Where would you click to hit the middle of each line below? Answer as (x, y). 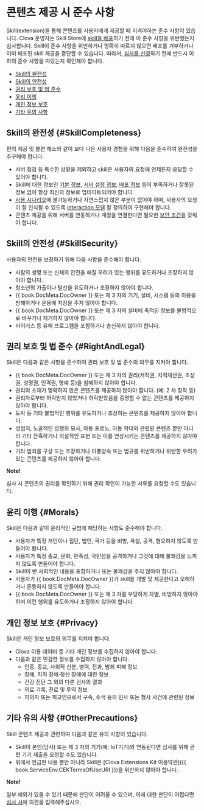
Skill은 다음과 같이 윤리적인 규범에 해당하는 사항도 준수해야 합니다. (85, 528)
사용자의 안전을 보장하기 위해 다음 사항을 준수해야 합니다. (74, 259)
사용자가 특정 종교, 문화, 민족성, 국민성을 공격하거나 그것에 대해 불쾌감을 (100, 556)
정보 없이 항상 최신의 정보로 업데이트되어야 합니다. (74, 192)
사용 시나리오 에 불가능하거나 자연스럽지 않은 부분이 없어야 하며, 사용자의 (100, 200)
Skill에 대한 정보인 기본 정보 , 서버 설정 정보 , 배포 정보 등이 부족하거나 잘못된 (104, 184)
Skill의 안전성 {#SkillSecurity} (62, 244)
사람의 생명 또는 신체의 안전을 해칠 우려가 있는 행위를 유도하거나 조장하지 (101, 272)
